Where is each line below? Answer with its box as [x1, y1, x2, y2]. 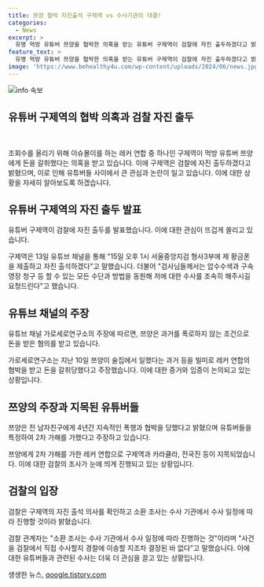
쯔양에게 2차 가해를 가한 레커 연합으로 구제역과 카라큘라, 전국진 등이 [8, 449, 216, 459]
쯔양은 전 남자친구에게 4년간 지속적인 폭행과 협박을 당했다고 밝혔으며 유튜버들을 [8, 423, 252, 432]
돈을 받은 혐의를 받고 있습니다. [8, 339, 101, 349]
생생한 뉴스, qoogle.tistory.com [8, 570, 107, 579]
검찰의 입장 [8, 485, 59, 498]
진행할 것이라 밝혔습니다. [16, 516, 93, 526]
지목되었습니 [217, 449, 255, 459]
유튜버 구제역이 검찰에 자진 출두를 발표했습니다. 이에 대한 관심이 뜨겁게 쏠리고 [8, 225, 245, 234]
